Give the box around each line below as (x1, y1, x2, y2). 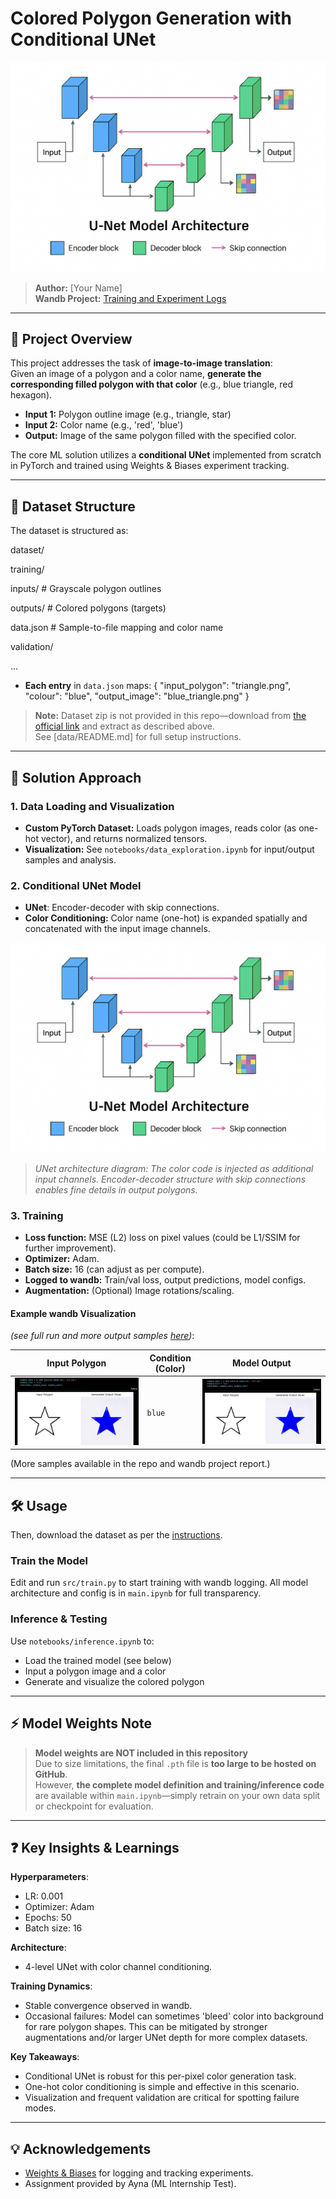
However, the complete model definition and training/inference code (34, 1778, 325, 1791)
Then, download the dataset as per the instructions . (10, 1529, 223, 1541)
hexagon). (10, 389, 53, 401)
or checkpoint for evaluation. (34, 1800, 154, 1812)
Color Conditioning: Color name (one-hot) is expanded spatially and (24, 912, 308, 924)
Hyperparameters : (10, 1871, 89, 1883)
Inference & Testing (10, 1612, 108, 1626)
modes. (24, 2102, 57, 2114)
